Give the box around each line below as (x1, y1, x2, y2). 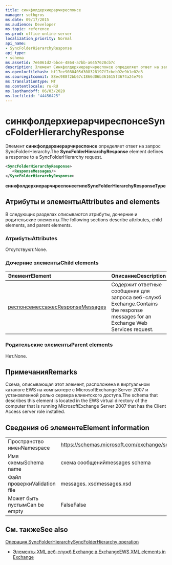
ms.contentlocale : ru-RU (5, 83, 58, 89)
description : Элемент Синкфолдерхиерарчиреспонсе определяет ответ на (5, 65, 159, 70)
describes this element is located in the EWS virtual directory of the (5, 397, 147, 404)
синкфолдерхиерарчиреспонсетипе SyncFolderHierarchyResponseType (5, 182, 166, 189)
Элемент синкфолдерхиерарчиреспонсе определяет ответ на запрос (5, 143, 161, 149)
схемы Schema (8, 459, 44, 466)
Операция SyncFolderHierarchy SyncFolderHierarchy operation (5, 539, 139, 545)
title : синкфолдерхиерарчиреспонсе (5, 7, 81, 13)
